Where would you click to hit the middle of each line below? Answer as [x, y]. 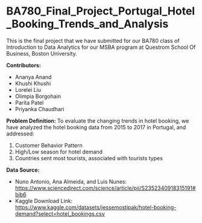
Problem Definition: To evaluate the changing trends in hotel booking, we [98, 121]
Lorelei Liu [28, 89]
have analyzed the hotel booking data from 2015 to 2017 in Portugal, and [96, 127]
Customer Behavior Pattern [49, 145]
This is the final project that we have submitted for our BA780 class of [93, 40]
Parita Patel [29, 102]
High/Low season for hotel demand [59, 152]
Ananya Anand [33, 77]
